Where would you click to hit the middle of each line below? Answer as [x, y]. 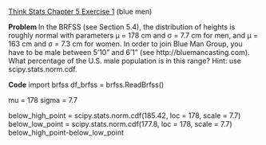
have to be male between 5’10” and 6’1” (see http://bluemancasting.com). [129, 52]
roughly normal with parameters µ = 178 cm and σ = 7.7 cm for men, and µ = [133, 35]
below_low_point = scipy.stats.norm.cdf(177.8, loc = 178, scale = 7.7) [121, 124]
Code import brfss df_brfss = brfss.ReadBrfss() [86, 84]
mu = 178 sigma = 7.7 [43, 100]
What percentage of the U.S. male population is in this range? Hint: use [125, 61]
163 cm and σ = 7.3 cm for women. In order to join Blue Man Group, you [126, 44]
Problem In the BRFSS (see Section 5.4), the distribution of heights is [122, 27]
